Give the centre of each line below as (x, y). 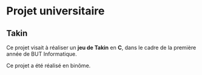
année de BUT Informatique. (42, 54)
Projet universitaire (56, 11)
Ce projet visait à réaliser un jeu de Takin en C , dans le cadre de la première (101, 47)
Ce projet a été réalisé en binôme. (49, 65)
